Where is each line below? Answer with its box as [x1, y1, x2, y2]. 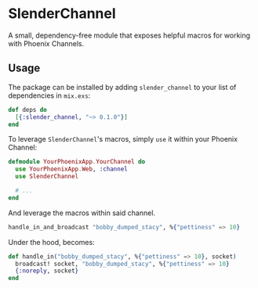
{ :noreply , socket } [15, 267, 79, 275]
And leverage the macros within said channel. [8, 208, 155, 218]
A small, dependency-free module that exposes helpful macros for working [8, 31, 251, 40]
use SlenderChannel [15, 173, 79, 181]
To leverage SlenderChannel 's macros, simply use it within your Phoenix [8, 135, 238, 144]
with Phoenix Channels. [8, 38, 85, 48]
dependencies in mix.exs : [8, 91, 91, 100]
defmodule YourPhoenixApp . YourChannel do [8, 158, 146, 166]
